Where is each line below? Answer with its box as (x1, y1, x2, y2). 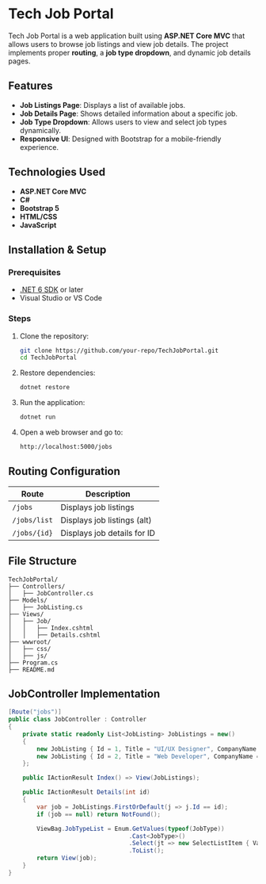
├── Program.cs (8, 659, 59, 667)
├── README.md (8, 665, 55, 674)
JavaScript (19, 220, 57, 230)
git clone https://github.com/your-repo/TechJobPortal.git (19, 346, 219, 354)
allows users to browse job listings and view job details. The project (8, 39, 229, 48)
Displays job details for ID (60, 527, 156, 538)
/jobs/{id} (12, 528, 53, 538)
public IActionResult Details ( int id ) (22, 788, 150, 797)
